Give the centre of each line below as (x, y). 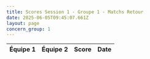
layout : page (23, 23)
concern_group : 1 (28, 29)
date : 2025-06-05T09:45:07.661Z (47, 18)
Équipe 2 (55, 49)
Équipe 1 (23, 49)
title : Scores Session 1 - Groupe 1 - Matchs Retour (75, 12)
